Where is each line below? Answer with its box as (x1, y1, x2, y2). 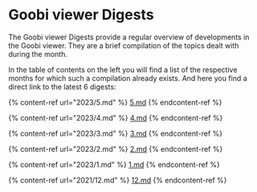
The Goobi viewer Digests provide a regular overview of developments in (8, 32, 250, 42)
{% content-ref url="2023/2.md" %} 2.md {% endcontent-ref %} (8, 144, 223, 153)
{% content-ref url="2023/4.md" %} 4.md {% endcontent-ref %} (8, 112, 223, 122)
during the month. (8, 49, 68, 59)
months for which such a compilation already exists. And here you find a (8, 73, 247, 83)
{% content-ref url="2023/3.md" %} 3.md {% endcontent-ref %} (8, 129, 223, 138)
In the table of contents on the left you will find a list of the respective (8, 64, 238, 74)
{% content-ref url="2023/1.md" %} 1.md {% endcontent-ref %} (8, 159, 220, 170)
